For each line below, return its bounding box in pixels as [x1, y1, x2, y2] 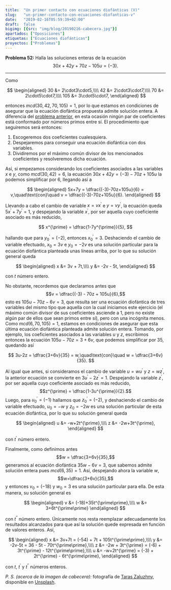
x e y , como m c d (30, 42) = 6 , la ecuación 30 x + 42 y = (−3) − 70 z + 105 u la [5, 171, 162, 177]
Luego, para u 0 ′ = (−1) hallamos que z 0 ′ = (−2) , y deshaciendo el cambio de [5, 396, 164, 404]
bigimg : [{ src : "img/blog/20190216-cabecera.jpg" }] [5, 27, 117, 32]
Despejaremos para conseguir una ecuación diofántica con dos [12, 139, 146, 145]
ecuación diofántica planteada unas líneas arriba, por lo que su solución [5, 248, 156, 254]
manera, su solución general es [5, 490, 71, 496]
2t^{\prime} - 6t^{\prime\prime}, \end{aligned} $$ [34, 553, 137, 559]
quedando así [5, 342, 34, 348]
